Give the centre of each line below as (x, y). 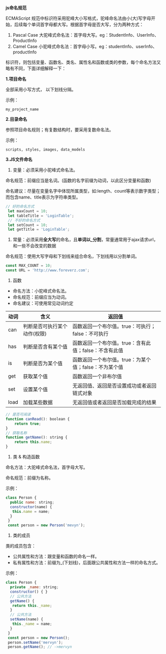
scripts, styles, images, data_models (45, 150)
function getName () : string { (37, 438)
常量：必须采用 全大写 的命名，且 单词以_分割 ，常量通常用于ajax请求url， (85, 240)
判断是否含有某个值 (45, 347)
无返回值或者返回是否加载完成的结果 (115, 402)
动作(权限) (35, 334)
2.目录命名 (17, 119)
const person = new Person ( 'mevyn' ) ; (46, 525)
